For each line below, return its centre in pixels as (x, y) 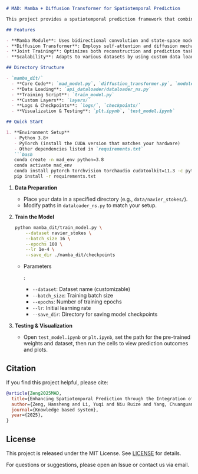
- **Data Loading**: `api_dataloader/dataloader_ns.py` (81, 89)
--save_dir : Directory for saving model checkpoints (95, 314)
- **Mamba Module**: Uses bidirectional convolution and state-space (93, 40)
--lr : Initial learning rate (62, 308)
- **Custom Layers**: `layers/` (51, 100)
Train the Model (34, 217)
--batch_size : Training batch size (73, 296)
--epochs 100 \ (44, 244)
